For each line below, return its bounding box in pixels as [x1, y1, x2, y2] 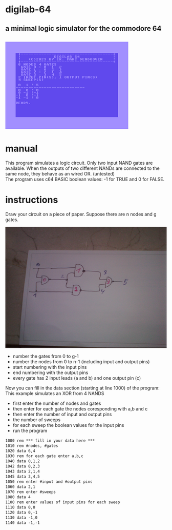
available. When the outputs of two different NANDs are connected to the [5, 165, 160, 171]
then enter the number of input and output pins [12, 411, 112, 417]
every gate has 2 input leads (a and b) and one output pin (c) [12, 375, 141, 381]
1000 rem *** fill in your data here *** [5, 438, 95, 443]
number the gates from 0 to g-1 [12, 353, 79, 359]
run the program [12, 427, 48, 434]
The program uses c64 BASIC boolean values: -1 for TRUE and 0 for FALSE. [5, 176, 165, 182]
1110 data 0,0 [5, 504, 36, 510]
